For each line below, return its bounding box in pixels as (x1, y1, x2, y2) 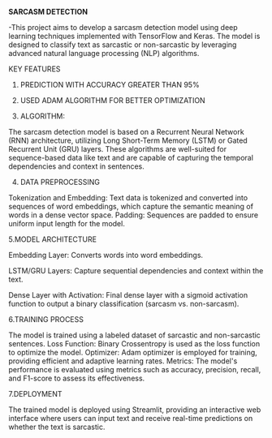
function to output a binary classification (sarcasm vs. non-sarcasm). (8, 299, 240, 308)
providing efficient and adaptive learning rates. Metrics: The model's (8, 356, 238, 366)
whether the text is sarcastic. (8, 422, 106, 432)
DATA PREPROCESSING (19, 178, 100, 187)
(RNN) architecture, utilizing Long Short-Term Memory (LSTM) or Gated (8, 135, 248, 145)
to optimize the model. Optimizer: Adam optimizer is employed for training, (8, 348, 257, 357)
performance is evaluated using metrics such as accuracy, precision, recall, (8, 365, 261, 374)
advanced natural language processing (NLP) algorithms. (8, 49, 200, 58)
